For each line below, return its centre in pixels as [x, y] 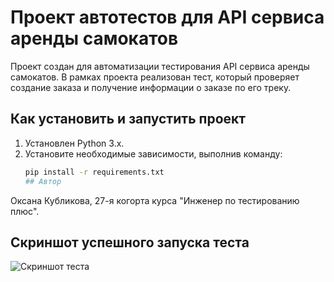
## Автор [43, 181]
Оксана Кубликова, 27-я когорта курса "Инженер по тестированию [155, 200]
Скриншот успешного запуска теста [130, 242]
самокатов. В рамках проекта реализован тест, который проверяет [155, 77]
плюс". [25, 211]
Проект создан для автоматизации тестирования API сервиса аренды [160, 66]
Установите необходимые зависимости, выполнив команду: [153, 153]
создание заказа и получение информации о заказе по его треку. [151, 87]
